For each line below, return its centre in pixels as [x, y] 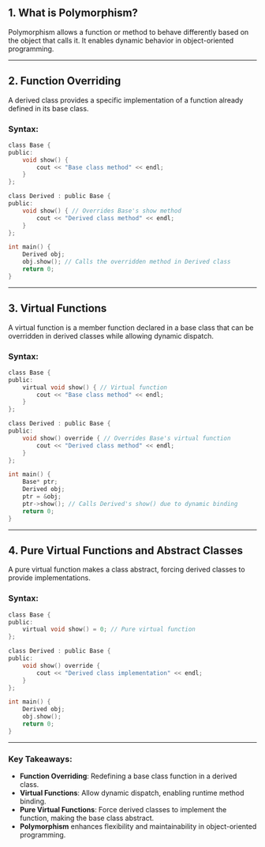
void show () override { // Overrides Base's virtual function [127, 438]
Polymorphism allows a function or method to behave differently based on [129, 32]
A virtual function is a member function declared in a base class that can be [131, 328]
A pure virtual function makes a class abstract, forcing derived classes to [127, 570]
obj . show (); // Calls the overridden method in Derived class [127, 262]
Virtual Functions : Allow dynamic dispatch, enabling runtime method [132, 793]
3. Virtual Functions [58, 308]
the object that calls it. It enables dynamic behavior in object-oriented [121, 40]
